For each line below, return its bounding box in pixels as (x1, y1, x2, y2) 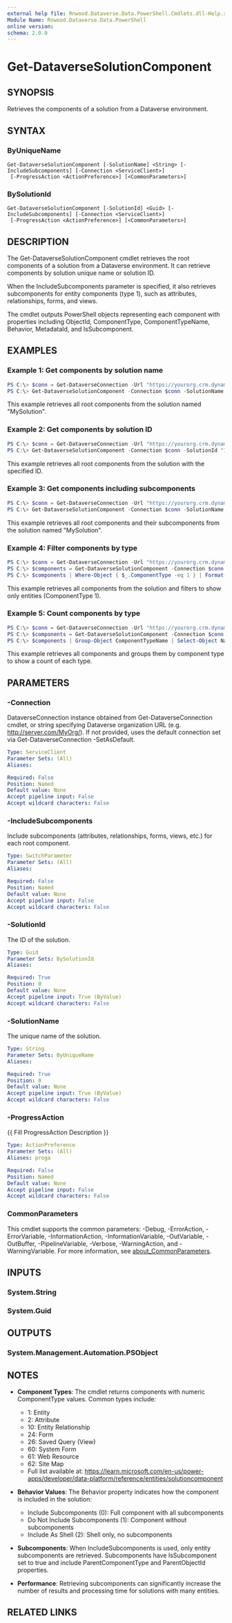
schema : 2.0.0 (7, 29, 48, 37)
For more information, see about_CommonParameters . (57, 1247, 212, 1255)
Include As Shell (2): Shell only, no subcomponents (27, 1530, 173, 1539)
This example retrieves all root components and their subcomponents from (7, 519, 220, 527)
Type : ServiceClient (7, 749, 67, 756)
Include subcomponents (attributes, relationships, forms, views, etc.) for (7, 832, 213, 840)
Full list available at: (27, 1467, 84, 1475)
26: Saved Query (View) (27, 1437, 96, 1446)
